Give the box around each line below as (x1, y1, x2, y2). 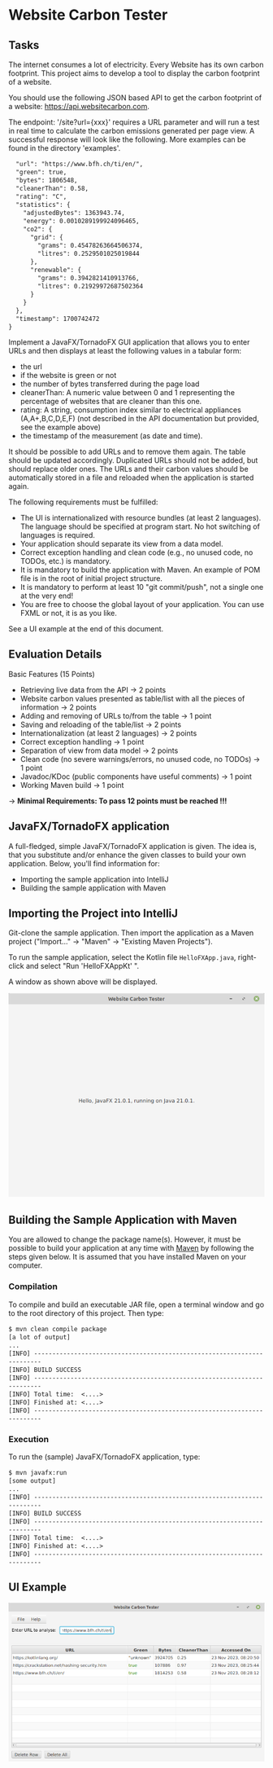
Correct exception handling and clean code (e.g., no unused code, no (19, 548, 253, 557)
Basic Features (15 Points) (8, 669, 95, 679)
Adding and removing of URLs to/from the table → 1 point (19, 710, 212, 720)
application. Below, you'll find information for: (8, 858, 160, 869)
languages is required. (19, 530, 96, 539)
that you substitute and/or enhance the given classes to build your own (8, 850, 246, 860)
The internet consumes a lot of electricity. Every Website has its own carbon (8, 59, 264, 69)
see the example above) (19, 422, 102, 432)
